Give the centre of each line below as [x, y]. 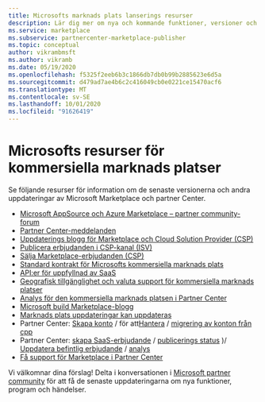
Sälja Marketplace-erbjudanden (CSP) [82, 256]
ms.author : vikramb [40, 60]
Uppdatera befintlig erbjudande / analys [85, 348]
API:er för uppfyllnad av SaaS [68, 273]
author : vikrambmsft [42, 52]
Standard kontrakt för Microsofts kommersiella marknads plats [121, 264]
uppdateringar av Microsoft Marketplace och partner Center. [107, 198]
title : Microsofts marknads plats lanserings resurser [101, 15]
